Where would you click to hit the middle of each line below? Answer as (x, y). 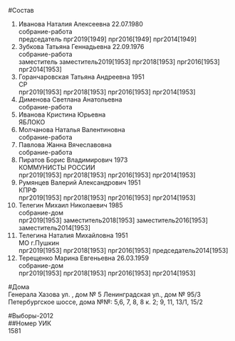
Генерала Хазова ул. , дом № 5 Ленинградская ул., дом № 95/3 (105, 294)
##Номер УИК (30, 323)
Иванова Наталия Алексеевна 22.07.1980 (80, 24)
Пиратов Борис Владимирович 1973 (73, 160)
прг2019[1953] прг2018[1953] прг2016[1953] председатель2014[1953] (123, 250)
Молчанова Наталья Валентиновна (72, 130)
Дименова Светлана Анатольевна (70, 99)
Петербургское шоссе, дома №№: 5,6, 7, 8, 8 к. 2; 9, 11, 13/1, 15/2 (106, 302)
